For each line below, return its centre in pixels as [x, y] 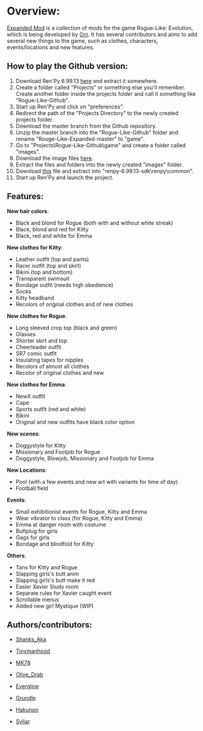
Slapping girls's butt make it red [55, 580]
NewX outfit [31, 396]
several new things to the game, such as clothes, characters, [82, 41]
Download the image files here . [54, 158]
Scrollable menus [37, 599]
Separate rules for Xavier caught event [64, 593]
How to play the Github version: [68, 66]
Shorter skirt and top [41, 340]
